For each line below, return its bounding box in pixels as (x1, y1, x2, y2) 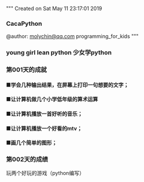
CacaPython (6, 19, 43, 28)
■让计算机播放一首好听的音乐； (6, 110, 83, 117)
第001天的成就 (6, 66, 47, 74)
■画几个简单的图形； (6, 139, 57, 146)
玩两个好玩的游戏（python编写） (6, 170, 85, 177)
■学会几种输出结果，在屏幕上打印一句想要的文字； (6, 81, 129, 88)
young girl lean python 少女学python (6, 49, 112, 57)
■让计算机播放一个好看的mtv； (6, 125, 83, 132)
